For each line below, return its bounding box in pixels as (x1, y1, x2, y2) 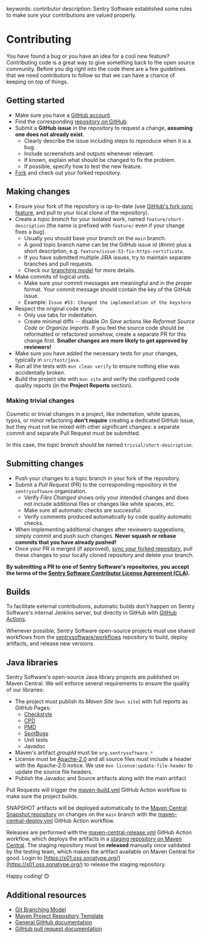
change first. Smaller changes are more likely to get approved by (23, 337, 188, 344)
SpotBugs (23, 730, 49, 737)
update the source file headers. (14, 768, 93, 775)
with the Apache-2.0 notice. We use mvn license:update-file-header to (14, 762, 193, 769)
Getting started (6, 96, 65, 106)
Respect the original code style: (14, 305, 94, 312)
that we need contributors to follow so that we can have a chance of (6, 72, 176, 79)
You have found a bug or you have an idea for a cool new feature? (6, 52, 170, 60)
